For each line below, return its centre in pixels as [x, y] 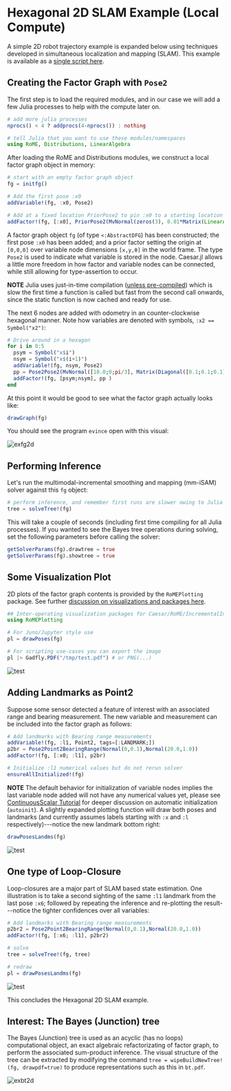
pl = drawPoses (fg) [35, 639]
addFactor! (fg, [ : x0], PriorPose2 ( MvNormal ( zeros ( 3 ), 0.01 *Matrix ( [106, 222]
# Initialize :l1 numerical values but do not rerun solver [95, 768]
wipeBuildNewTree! [197, 1061]
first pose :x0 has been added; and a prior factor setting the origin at [104, 242]
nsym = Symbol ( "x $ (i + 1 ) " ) [51, 360]
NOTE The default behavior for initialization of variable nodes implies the [110, 787]
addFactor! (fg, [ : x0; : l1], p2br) [57, 756]
